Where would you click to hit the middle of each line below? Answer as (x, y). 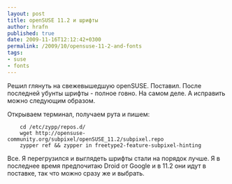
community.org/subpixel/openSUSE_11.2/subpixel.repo (86, 139)
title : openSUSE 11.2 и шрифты (53, 20)
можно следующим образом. (51, 100)
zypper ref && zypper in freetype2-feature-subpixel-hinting (110, 145)
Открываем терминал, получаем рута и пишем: (79, 114)
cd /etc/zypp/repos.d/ (53, 127)
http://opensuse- (60, 133)
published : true (31, 33)
